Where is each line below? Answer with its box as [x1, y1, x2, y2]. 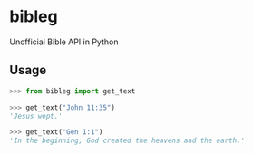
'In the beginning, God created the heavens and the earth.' [9, 136, 246, 146]
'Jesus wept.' [9, 111, 63, 120]
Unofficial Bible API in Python [9, 36, 119, 47]
